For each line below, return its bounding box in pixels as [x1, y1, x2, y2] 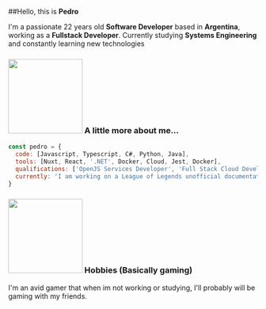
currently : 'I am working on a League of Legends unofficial [15, 172, 222, 181]
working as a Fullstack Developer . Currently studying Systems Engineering [8, 31, 257, 40]
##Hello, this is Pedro [8, 7, 79, 16]
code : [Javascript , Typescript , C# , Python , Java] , [15, 151, 190, 158]
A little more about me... [84, 124, 180, 135]
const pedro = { [8, 143, 62, 151]
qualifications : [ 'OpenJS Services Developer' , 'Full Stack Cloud [15, 165, 239, 173]
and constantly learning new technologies [8, 39, 145, 48]
